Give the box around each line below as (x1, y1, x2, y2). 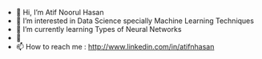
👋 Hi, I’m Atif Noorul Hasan (15, 8, 104, 17)
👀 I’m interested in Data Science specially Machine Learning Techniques (15, 16, 255, 26)
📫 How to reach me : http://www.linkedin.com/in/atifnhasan (15, 42, 215, 51)
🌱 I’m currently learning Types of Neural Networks (15, 25, 182, 33)
